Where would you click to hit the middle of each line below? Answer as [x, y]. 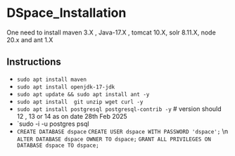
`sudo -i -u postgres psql [53, 124]
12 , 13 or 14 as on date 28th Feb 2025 [72, 116]
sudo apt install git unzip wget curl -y [80, 102]
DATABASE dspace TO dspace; [58, 145]
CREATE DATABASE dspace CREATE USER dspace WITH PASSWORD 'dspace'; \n [122, 131]
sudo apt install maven [52, 79]
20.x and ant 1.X [30, 39]
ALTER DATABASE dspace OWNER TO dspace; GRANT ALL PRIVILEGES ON [114, 139]
